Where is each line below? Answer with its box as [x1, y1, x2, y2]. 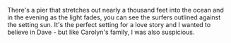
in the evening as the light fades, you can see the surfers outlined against [7, 13, 221, 21]
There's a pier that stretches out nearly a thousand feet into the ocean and [7, 6, 224, 14]
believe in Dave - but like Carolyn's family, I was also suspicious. [7, 28, 195, 36]
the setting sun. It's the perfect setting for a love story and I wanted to [7, 21, 211, 28]
